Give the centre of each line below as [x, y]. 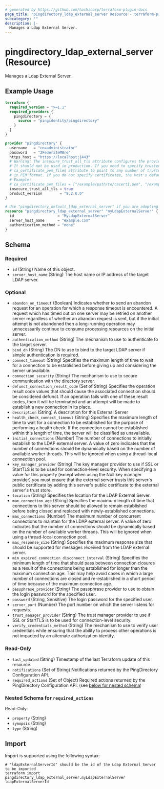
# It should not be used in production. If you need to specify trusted [85, 166]
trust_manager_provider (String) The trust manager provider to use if [81, 615]
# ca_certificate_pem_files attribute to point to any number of [77, 171]
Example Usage [29, 91]
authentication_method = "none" [42, 225]
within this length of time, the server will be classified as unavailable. [81, 433]
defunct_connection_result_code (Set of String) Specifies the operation [84, 386]
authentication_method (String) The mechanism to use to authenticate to [85, 339]
